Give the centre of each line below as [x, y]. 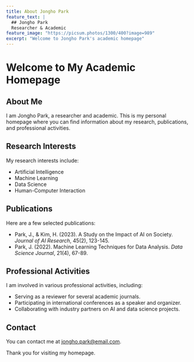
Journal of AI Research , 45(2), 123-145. [62, 240]
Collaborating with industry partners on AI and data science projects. [97, 309]
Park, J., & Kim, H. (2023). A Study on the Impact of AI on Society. [94, 234]
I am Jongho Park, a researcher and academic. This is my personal [86, 116]
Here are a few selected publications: [51, 223]
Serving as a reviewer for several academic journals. [77, 297]
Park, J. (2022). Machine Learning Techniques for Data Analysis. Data [98, 247]
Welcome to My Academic [71, 68]
